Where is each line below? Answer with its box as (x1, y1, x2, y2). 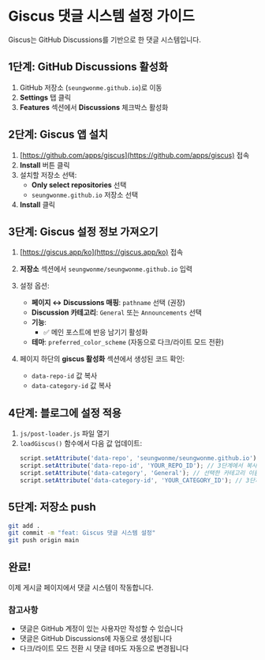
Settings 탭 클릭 (19, 92, 72, 102)
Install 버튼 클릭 (19, 160, 70, 170)
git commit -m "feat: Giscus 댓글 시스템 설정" (8, 529, 156, 537)
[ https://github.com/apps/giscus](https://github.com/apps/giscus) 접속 (19, 150, 250, 160)
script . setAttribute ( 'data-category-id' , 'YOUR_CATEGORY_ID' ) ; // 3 (19, 476, 250, 485)
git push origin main (8, 537, 80, 545)
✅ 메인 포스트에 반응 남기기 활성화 (43, 327, 148, 337)
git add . (8, 522, 41, 530)
